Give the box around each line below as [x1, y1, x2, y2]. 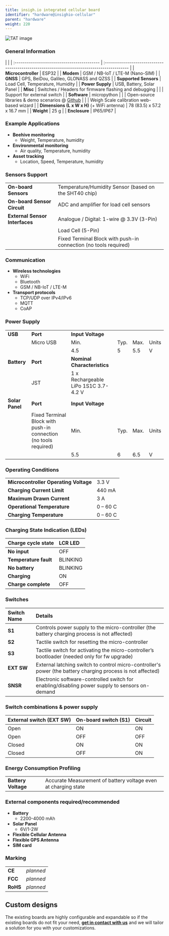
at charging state [45, 783, 86, 790]
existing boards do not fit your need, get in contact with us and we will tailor [5, 919, 164, 925]
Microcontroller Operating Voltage [8, 479, 92, 486]
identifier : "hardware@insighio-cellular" [5, 12, 96, 17]
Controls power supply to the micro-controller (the [36, 624, 156, 631]
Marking [5, 855, 27, 862]
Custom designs [5, 901, 58, 909]
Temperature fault [8, 556, 52, 563]
